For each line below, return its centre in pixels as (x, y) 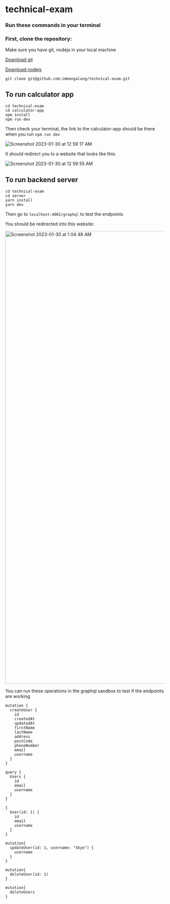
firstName (25, 728)
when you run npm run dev (33, 134)
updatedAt (25, 724)
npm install (18, 115)
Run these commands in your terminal (53, 25)
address (22, 737)
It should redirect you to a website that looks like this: (61, 154)
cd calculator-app (25, 111)
